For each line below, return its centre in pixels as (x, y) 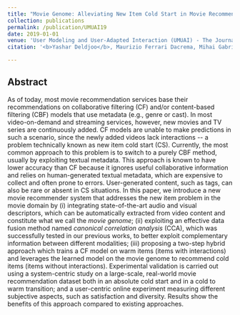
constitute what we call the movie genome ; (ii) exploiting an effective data (116, 220)
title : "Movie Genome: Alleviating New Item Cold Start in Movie (106, 14)
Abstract (27, 82)
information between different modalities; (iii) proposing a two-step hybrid (116, 243)
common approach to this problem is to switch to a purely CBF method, (112, 152)
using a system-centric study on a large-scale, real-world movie (102, 273)
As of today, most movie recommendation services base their (98, 99)
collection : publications (46, 21)
